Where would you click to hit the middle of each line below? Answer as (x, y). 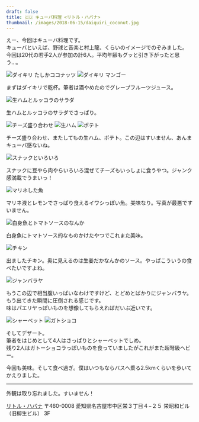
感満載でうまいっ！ (30, 178)
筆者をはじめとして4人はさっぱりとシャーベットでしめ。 (75, 340)
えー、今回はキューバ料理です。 (45, 40)
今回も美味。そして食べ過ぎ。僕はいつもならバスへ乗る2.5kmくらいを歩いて (99, 368)
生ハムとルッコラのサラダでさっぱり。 (53, 112)
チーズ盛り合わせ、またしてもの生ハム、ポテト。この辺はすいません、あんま (99, 138)
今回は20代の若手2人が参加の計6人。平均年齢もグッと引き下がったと (90, 55)
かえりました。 (24, 375)
